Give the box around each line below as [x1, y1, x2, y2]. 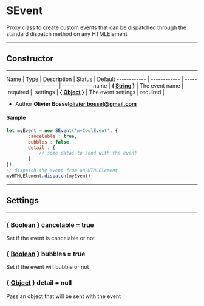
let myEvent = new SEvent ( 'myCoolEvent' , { [6, 127, 118, 134]
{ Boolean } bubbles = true [6, 249, 86, 258]
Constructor [6, 54, 53, 64]
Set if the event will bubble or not [6, 263, 89, 271]
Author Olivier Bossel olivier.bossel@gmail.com [15, 100, 137, 107]
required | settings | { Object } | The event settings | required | [7, 88, 165, 96]
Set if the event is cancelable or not [6, 234, 95, 242]
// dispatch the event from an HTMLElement [6, 167, 118, 173]
